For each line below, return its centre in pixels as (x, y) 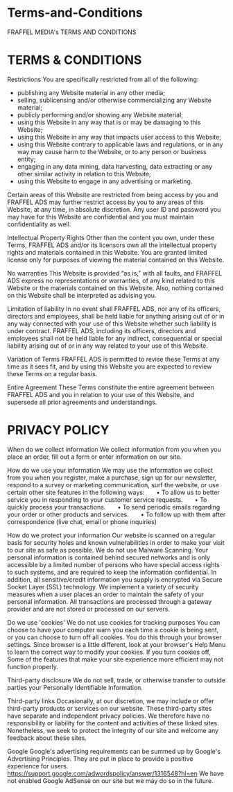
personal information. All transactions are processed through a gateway (110, 601)
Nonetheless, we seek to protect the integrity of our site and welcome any (113, 730)
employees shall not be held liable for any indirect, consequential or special (115, 338)
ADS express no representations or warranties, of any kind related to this (111, 280)
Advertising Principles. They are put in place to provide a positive (100, 759)
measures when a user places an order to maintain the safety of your (106, 594)
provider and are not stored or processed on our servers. (88, 609)
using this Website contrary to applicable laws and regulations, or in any (120, 144)
